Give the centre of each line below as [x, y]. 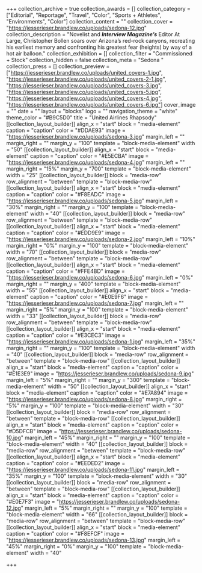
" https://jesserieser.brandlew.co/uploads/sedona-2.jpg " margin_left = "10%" [101, 239]
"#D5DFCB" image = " [34, 431]
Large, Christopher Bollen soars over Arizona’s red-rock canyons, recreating [101, 41]
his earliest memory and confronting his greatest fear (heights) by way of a [99, 47]
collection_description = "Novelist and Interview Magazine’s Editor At [93, 34]
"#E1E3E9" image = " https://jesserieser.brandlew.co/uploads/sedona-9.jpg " [100, 374]
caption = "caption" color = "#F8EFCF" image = [66, 534]
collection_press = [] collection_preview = [58, 66]
